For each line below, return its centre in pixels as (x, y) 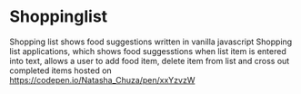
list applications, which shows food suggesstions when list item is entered (148, 51)
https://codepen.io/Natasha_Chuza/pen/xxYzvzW (102, 80)
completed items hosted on (60, 70)
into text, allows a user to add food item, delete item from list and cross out (150, 61)
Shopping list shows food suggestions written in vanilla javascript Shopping (151, 42)
